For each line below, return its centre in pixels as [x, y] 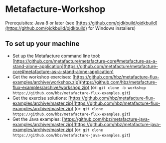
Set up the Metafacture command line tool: [56, 56]
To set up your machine [42, 44]
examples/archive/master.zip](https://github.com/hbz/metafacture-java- [86, 124]
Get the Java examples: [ [38, 119]
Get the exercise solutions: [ [41, 98]
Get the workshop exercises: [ [43, 77]
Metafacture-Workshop [55, 9]
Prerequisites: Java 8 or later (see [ [41, 23]
